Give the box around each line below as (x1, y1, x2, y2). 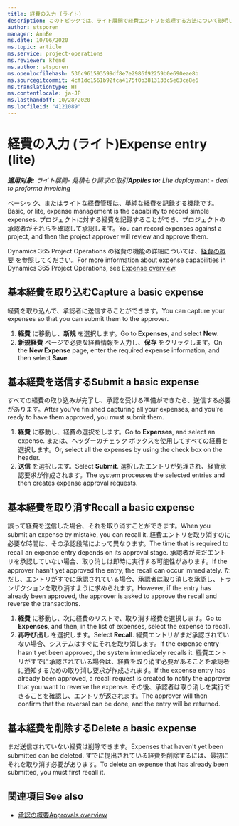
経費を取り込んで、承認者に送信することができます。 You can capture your (7, 306, 225, 315)
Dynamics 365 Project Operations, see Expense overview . (7, 263, 177, 272)
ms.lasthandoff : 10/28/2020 (7, 97, 91, 104)
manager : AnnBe (7, 30, 53, 38)
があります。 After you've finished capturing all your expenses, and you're (7, 405, 223, 414)
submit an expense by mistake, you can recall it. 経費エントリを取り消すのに (7, 530, 231, 539)
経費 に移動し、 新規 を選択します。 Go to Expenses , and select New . (17, 329, 219, 338)
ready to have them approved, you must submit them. (7, 413, 165, 422)
